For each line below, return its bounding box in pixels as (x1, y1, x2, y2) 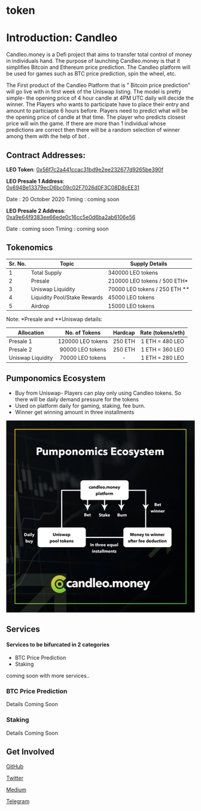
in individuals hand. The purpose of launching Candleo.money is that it (6, 58, 181, 65)
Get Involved (6, 747, 55, 757)
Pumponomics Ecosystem (6, 373, 106, 384)
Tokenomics (6, 242, 53, 253)
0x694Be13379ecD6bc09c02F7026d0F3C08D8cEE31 (6, 184, 139, 191)
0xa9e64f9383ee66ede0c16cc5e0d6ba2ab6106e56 (6, 214, 136, 221)
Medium (6, 786, 27, 793)
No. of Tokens (65, 329, 100, 336)
